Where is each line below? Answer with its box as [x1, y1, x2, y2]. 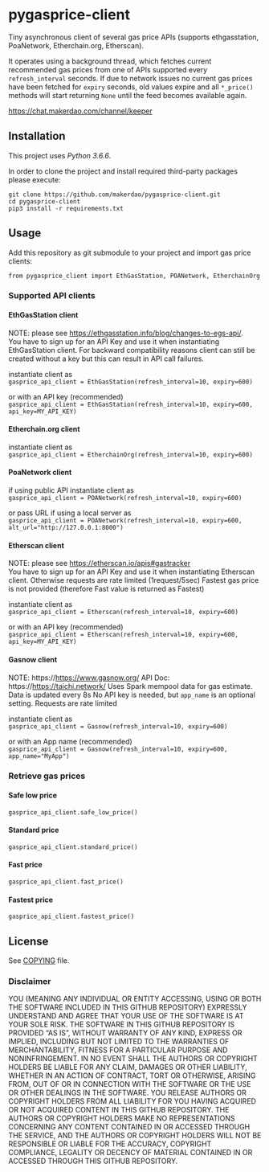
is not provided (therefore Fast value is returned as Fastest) [8, 584, 205, 594]
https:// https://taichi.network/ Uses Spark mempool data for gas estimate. [8, 681, 253, 690]
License [8, 934, 49, 948]
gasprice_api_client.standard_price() [8, 842, 138, 851]
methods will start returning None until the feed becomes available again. [8, 90, 247, 100]
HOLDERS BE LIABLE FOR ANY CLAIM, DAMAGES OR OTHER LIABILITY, [8, 1063, 247, 1072]
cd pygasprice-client [8, 197, 81, 206]
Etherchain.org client [8, 424, 80, 434]
